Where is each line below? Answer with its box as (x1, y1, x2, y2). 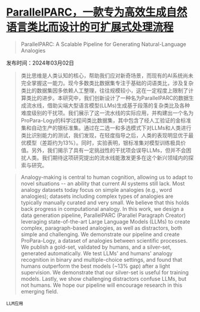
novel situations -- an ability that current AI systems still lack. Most (20, 180, 185, 187)
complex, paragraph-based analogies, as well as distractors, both (20, 224, 183, 231)
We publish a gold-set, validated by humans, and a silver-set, (20, 243, 172, 250)
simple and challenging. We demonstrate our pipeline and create (20, 231, 180, 238)
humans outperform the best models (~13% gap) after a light (20, 262, 170, 270)
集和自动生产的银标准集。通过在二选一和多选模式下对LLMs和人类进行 (20, 124, 192, 131)
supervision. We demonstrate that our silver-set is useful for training (20, 268, 189, 276)
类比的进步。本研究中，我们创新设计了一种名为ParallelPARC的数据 (26, 94, 189, 102)
